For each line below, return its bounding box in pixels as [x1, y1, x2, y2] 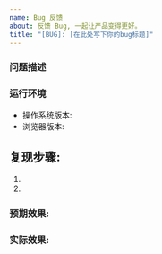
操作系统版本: [21, 109, 72, 120]
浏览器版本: [21, 120, 64, 131]
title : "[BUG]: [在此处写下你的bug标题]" [9, 30, 154, 39]
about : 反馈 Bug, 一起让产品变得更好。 [9, 22, 141, 31]
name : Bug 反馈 [9, 13, 64, 22]
